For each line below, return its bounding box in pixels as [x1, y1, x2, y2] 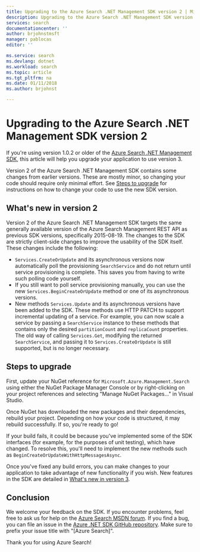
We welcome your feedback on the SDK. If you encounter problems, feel [6, 509, 184, 516]
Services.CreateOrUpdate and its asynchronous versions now [14, 255, 165, 263]
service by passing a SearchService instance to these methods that [14, 319, 180, 326]
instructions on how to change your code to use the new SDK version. [6, 186, 177, 193]
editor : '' [6, 42, 33, 48]
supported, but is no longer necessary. [14, 344, 110, 351]
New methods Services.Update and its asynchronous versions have [14, 300, 180, 307]
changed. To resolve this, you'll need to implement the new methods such [6, 445, 187, 452]
